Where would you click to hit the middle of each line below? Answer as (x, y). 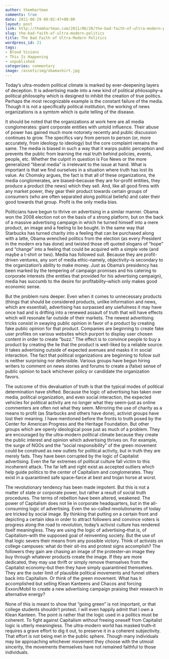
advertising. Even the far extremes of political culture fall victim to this (77, 461)
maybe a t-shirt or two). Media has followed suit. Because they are (74, 254)
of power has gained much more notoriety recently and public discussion (81, 132)
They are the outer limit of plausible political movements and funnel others (82, 573)
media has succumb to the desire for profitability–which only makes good (81, 281)
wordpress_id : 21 (23, 43)
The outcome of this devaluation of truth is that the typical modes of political (84, 386)
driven (12, 260)
